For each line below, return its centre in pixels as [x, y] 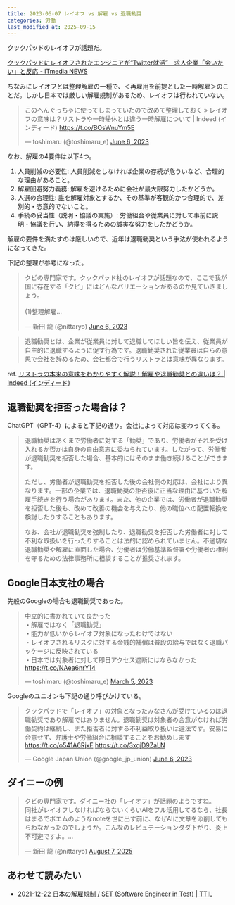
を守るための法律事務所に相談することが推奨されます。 [104, 558]
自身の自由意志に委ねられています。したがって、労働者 [147, 449]
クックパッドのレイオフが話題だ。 [56, 48]
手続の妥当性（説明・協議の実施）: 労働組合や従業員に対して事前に [115, 215]
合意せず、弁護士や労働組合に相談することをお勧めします [108, 737]
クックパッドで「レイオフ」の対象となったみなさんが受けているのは [123, 711]
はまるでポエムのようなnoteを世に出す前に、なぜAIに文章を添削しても [126, 818]
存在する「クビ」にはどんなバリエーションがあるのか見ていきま [129, 286]
